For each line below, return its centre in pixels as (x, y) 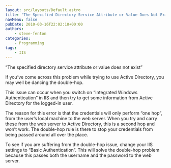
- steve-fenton (31, 34)
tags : (11, 48)
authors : (15, 29)
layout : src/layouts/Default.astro (43, 10)
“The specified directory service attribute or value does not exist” (74, 67)
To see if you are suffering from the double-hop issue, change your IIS (79, 144)
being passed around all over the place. (47, 134)
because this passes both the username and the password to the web (78, 155)
